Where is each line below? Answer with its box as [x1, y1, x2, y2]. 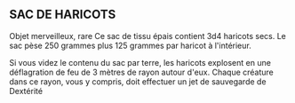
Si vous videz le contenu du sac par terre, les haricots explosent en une [9, 57, 271, 67]
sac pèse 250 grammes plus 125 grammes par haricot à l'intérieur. [9, 40, 251, 51]
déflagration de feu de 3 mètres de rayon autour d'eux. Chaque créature [9, 67, 274, 77]
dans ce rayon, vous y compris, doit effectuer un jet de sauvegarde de [9, 75, 267, 87]
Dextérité [9, 85, 43, 96]
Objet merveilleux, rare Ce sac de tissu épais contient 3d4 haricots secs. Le [9, 30, 286, 41]
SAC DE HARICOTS [9, 7, 116, 22]
